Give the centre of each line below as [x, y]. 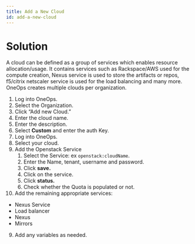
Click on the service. [48, 174]
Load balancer [32, 211]
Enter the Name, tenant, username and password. [84, 162]
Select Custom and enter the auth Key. [62, 131]
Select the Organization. [44, 105]
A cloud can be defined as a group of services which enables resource [92, 63]
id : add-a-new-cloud [32, 17]
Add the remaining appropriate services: [64, 193]
